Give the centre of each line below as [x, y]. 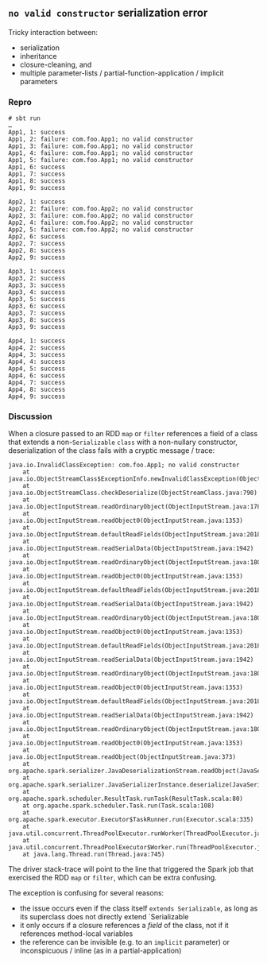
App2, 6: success [37, 237]
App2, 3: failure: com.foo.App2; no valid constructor [101, 216]
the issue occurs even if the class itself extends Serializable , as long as [139, 908]
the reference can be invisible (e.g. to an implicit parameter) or [125, 942]
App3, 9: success [37, 327]
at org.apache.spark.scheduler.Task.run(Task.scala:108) [119, 806]
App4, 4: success [37, 362]
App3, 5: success [37, 300]
